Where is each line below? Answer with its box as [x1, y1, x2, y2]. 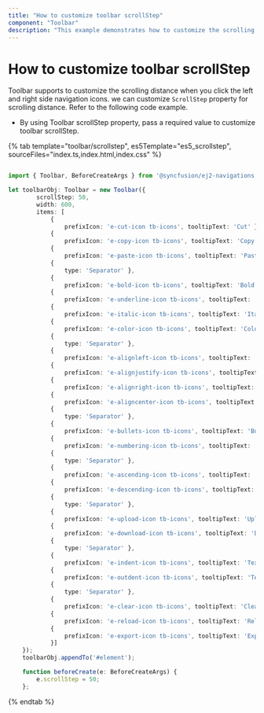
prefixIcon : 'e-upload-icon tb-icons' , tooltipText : [64, 515, 241, 523]
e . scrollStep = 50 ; [36, 675, 101, 683]
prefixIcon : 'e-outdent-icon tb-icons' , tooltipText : [64, 573, 244, 582]
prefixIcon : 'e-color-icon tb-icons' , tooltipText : [64, 325, 237, 333]
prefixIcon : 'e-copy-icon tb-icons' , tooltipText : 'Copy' [64, 237, 258, 245]
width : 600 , [36, 200, 76, 208]
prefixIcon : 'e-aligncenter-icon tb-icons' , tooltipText [64, 398, 255, 406]
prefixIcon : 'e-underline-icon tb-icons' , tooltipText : [64, 296, 251, 303]
